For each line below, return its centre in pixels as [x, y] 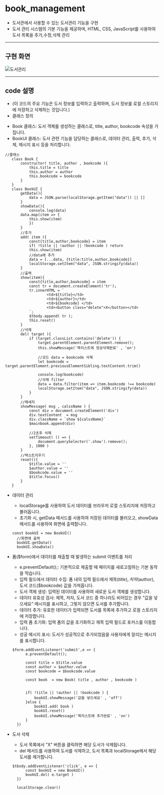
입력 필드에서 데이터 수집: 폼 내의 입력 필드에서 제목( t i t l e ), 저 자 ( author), [87, 579]
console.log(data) [48, 210]
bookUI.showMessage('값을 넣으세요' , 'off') [78, 698]
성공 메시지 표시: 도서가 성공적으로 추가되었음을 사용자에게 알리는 [81, 634]
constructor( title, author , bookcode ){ [64, 163]
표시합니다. [35, 640]
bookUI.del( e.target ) [50, 774]
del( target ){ [36, 334]
